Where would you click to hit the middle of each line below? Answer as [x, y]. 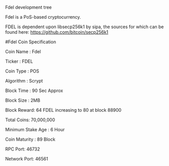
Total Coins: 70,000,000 [30, 120]
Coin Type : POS [22, 71]
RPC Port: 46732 [23, 149]
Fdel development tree [28, 7]
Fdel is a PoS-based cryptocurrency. [43, 17]
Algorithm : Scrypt [24, 81]
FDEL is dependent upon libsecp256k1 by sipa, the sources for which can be [85, 27]
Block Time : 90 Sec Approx [34, 91]
